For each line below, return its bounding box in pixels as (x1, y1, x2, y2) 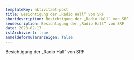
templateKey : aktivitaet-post (5, 7, 69, 12)
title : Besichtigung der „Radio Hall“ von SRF (5, 12, 104, 17)
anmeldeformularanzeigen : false (5, 35, 73, 40)
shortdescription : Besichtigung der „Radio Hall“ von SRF (5, 16, 129, 21)
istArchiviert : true (5, 30, 49, 35)
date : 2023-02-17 (5, 26, 42, 31)
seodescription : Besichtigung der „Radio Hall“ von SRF (5, 21, 124, 26)
